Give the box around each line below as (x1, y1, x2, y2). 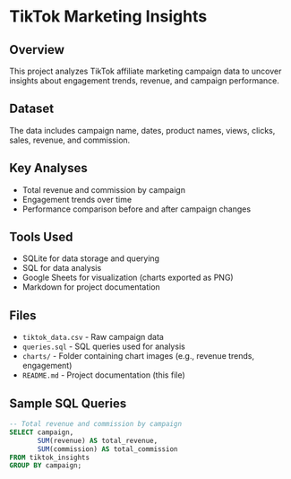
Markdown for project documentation (21, 282, 161, 292)
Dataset (9, 101, 55, 117)
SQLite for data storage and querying (21, 253, 159, 264)
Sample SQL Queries (9, 396, 127, 411)
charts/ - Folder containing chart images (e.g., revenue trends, (21, 351, 255, 361)
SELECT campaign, (9, 428, 74, 437)
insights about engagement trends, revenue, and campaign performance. (9, 75, 280, 86)
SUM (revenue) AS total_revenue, (37, 436, 158, 445)
